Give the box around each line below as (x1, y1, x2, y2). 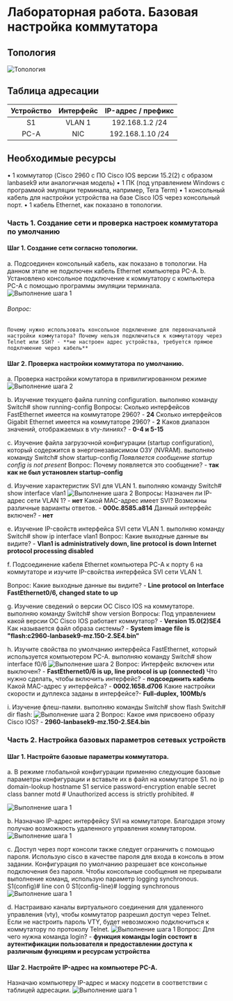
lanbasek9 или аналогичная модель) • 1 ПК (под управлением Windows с (7, 178, 225, 186)
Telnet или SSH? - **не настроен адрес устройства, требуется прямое (7, 338, 214, 345)
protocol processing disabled (7, 547, 94, 555)
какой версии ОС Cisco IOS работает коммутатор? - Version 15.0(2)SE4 (7, 617, 221, 625)
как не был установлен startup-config (7, 468, 123, 477)
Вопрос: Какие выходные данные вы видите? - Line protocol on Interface (7, 582, 225, 590)
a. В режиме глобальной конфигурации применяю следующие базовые (7, 768, 221, 776)
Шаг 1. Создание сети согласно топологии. (7, 244, 138, 253)
